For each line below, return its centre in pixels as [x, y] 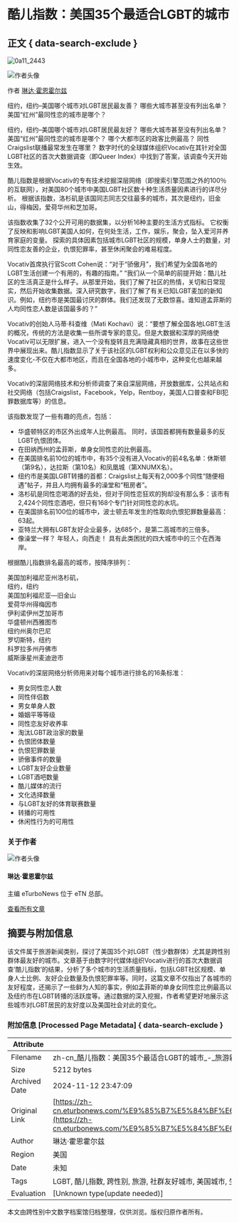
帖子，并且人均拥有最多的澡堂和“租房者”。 [89, 485]
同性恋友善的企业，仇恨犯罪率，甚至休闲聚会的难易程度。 [91, 249]
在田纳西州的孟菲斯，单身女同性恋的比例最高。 [86, 449]
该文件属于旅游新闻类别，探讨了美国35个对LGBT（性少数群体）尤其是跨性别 [119, 952]
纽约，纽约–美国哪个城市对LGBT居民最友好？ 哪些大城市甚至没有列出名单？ [117, 130]
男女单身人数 [36, 706]
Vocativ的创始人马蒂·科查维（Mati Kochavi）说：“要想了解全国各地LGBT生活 [119, 324]
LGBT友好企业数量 [44, 768]
